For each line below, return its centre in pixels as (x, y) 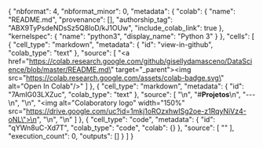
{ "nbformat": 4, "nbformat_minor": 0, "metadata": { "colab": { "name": (122, 11)
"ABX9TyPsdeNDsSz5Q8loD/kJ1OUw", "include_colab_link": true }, (116, 28)
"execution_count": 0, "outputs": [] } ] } (71, 136)
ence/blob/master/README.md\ (60, 69)
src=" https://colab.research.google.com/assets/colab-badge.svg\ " (116, 78)
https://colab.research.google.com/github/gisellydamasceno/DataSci (141, 61)
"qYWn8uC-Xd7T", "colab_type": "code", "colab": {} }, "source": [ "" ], (121, 128)
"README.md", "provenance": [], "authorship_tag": (90, 20)
